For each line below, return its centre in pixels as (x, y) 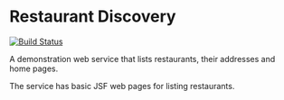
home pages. (34, 68)
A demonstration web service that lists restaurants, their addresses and (142, 59)
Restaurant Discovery (93, 17)
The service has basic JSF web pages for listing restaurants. (122, 86)
